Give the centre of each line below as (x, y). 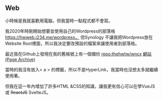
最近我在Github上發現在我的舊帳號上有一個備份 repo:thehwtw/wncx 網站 (78, 54)
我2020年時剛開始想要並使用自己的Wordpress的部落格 (60, 31)
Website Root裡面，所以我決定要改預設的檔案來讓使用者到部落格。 (72, 43)
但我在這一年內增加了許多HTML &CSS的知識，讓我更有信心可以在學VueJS (80, 86)
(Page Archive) (20, 59)
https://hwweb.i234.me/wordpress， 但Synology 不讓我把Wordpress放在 (79, 37)
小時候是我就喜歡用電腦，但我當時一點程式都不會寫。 (59, 20)
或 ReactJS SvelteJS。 (28, 92)
